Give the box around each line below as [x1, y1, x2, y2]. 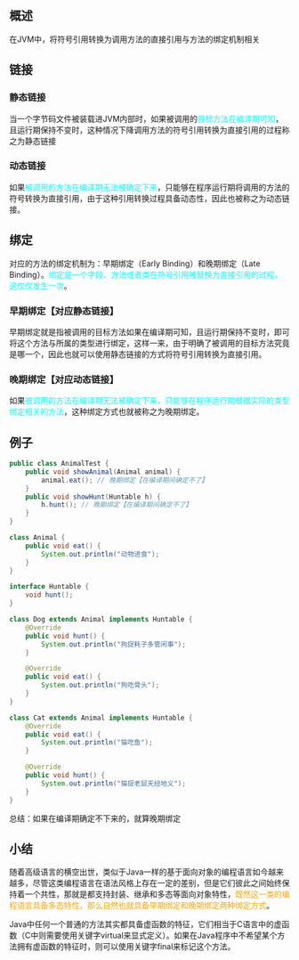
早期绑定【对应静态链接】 [9, 305, 119, 317]
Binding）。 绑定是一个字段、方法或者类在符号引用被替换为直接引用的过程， [9, 269, 283, 280]
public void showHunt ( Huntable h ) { [25, 492, 162, 501]
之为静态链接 [9, 135, 56, 146]
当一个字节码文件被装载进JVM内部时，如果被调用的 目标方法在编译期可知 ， [9, 113, 284, 124]
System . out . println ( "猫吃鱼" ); [41, 738, 153, 747]
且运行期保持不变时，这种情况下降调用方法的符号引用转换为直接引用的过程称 [9, 124, 290, 135]
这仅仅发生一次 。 [9, 280, 72, 291]
